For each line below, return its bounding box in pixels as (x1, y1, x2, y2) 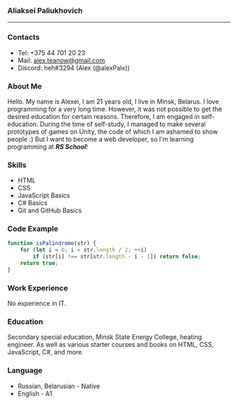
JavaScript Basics (17, 191, 71, 200)
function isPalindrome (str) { (7, 240, 97, 247)
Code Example (7, 224, 59, 234)
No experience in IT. (7, 300, 67, 308)
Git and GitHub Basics (17, 206, 82, 215)
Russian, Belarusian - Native (17, 382, 101, 390)
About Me (7, 81, 42, 91)
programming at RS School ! (7, 142, 89, 151)
